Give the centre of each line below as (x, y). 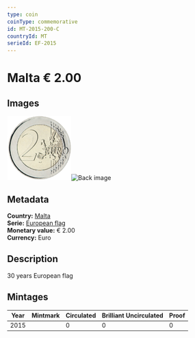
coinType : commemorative (42, 22)
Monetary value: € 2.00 (41, 230)
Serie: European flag (37, 223)
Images (23, 103)
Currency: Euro (29, 237)
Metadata (28, 199)
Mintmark (46, 315)
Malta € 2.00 (44, 78)
